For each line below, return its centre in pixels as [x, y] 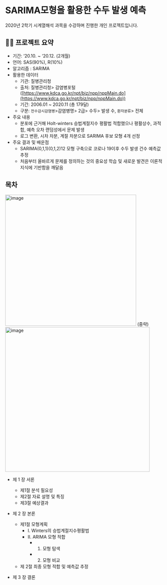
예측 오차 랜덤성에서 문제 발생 [56, 130]
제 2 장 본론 [24, 513]
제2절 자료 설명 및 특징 [42, 496]
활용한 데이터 [25, 75]
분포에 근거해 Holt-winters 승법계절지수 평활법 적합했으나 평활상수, [86, 123]
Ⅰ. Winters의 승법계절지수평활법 [58, 531]
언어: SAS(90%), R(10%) [37, 62]
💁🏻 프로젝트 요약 [29, 43]
